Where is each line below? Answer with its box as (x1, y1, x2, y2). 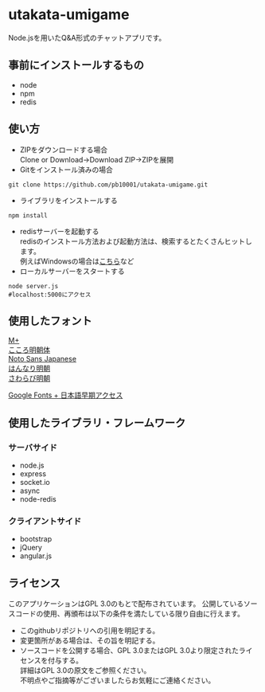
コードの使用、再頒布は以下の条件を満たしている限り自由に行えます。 (14, 609, 245, 619)
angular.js (19, 551, 53, 561)
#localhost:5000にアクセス (8, 291, 92, 299)
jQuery (19, 543, 42, 553)
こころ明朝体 (8, 345, 50, 355)
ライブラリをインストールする (19, 195, 118, 205)
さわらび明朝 (8, 373, 50, 383)
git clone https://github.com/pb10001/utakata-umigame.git (8, 181, 208, 189)
